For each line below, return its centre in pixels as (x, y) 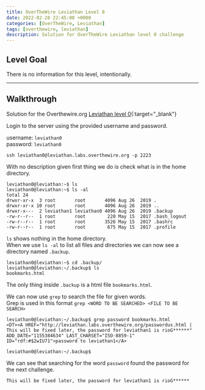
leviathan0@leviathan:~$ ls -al (47, 189)
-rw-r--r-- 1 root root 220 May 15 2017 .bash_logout (97, 216)
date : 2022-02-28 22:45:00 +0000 (49, 18)
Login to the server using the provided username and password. (87, 125)
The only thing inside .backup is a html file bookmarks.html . (79, 284)
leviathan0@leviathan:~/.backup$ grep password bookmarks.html (88, 319)
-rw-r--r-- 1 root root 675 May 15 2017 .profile (91, 227)
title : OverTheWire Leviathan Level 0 (56, 12)
